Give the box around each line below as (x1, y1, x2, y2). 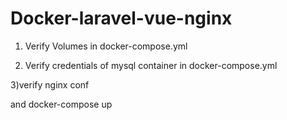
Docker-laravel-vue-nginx (10, 7, 233, 30)
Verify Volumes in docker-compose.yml (24, 40, 188, 52)
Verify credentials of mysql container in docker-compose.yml (24, 59, 278, 71)
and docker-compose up (10, 98, 113, 110)
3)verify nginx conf (10, 78, 90, 91)
